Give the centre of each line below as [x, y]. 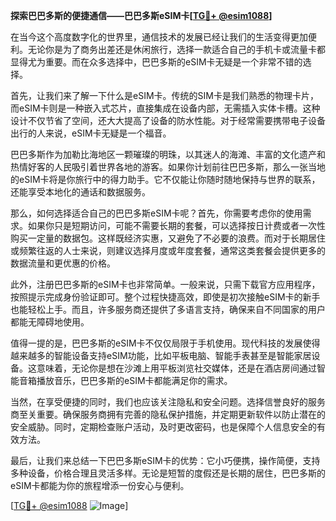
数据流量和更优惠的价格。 [63, 263]
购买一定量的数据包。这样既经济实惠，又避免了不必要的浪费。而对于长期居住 [168, 238]
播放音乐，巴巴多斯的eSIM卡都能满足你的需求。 [134, 380]
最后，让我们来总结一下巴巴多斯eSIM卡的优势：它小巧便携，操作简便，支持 [165, 460]
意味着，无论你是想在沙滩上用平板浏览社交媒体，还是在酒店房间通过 [176, 368]
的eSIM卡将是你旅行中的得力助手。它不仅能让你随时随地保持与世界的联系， [165, 179]
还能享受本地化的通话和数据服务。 [80, 192]
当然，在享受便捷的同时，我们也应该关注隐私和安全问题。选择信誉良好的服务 [168, 402]
